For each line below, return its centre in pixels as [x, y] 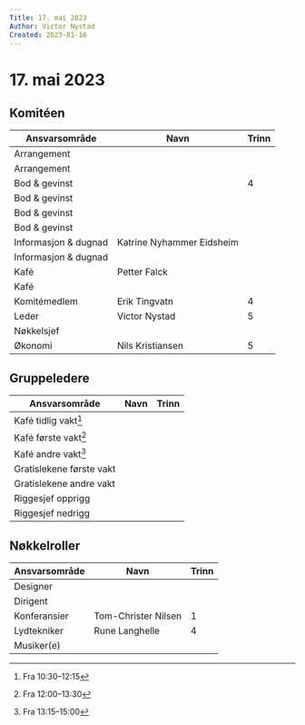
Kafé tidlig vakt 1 [49, 420]
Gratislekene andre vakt [65, 484]
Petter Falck [142, 272]
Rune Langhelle [127, 631]
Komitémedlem [46, 302]
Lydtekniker [39, 631]
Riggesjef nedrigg [52, 513]
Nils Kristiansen [150, 346]
